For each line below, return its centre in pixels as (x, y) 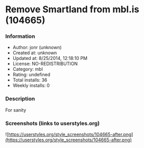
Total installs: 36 (30, 80)
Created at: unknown (35, 53)
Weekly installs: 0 (31, 86)
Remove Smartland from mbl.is (72, 9)
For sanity (16, 110)
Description (20, 99)
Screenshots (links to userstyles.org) (53, 123)
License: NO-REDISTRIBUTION (45, 64)
